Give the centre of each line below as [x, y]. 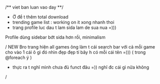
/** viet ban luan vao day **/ [34, 7]
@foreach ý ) [19, 57]
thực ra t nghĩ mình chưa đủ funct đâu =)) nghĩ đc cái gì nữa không [81, 67]
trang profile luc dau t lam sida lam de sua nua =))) [64, 27]
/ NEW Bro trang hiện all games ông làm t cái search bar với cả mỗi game [80, 47]
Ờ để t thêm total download [40, 17]
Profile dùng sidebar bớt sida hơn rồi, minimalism [55, 37]
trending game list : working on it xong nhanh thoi [63, 22]
